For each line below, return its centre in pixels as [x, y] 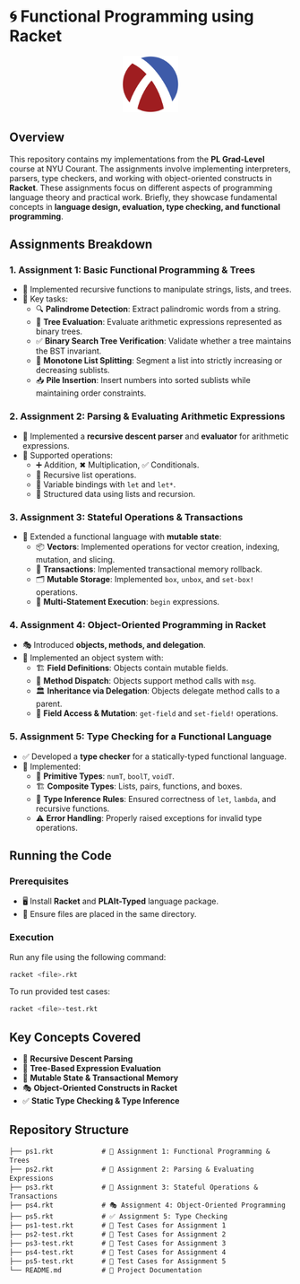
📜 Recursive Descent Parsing [77, 1059]
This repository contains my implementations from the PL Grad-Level [137, 159]
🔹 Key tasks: [45, 299]
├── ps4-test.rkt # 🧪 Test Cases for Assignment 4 [118, 1252]
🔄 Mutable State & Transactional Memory [100, 1078]
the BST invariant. [69, 351]
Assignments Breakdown [81, 245]
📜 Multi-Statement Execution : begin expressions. [128, 602]
